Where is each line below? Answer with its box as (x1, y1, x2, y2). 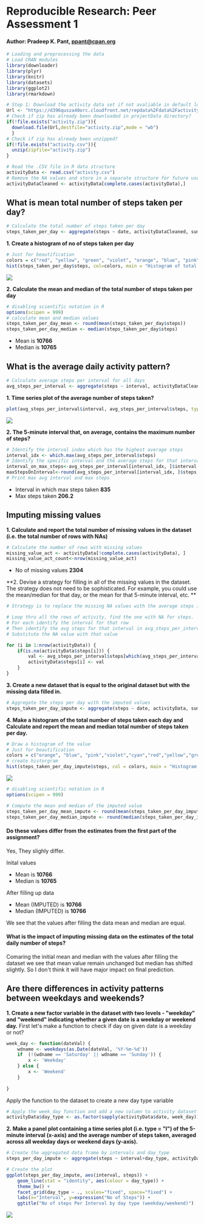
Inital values (6, 859, 36, 866)
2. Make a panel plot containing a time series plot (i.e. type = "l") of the (6, 1125, 189, 1133)
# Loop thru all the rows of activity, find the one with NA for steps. (6, 614, 194, 620)
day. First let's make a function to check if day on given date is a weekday (6, 1022, 192, 1029)
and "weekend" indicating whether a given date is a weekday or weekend (6, 1015, 196, 1023)
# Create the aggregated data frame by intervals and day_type (6, 1150, 170, 1156)
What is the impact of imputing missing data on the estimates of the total (6, 933, 194, 940)
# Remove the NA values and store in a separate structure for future (6, 175, 189, 181)
